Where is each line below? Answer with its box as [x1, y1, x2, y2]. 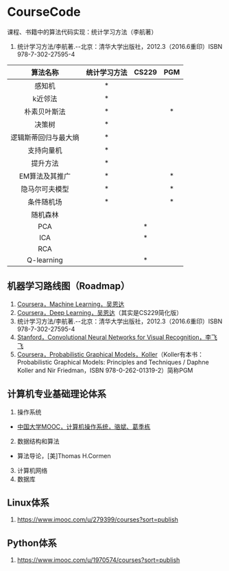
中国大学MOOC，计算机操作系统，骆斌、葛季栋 [16, 422, 151, 431]
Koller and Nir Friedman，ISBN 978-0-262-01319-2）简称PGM [16, 366, 193, 374]
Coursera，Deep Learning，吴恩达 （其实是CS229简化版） [16, 308, 183, 316]
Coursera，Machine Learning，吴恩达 [16, 300, 125, 308]
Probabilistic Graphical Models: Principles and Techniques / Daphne [16, 358, 209, 366]
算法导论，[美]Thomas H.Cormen [16, 451, 111, 460]
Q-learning [27, 255, 63, 265]
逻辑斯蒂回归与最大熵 [10, 132, 80, 142]
